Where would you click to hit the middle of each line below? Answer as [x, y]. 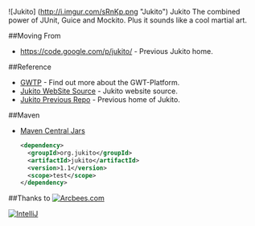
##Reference [30, 67]
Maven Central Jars [53, 131]
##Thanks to [29, 198]
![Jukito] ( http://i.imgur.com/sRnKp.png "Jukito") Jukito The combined [124, 12]
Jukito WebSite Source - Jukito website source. [99, 91]
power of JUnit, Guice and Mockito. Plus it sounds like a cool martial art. [128, 20]
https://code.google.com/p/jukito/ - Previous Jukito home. [116, 51]
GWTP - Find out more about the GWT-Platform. [100, 82]
